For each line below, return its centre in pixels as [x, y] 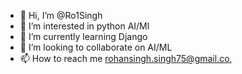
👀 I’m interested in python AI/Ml [84, 26]
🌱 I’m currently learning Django [83, 36]
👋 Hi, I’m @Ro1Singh [61, 15]
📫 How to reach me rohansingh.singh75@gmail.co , [126, 58]
